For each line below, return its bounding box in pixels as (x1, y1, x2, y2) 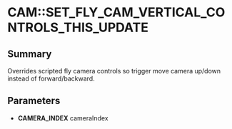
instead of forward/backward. (7, 74, 95, 83)
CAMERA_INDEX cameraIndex (17, 113, 109, 122)
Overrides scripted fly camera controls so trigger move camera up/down (7, 67, 221, 75)
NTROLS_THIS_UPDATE (7, 19, 148, 36)
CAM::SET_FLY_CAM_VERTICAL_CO (7, 4, 226, 21)
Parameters (7, 95, 61, 107)
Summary (7, 48, 52, 60)
